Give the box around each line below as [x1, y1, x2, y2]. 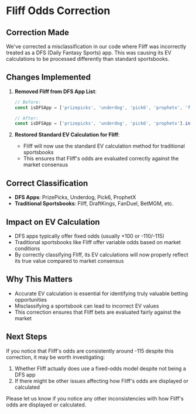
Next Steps [6, 332, 47, 342]
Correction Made [6, 28, 69, 37]
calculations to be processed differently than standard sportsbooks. [6, 56, 170, 62]
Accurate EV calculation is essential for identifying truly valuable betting [14, 290, 188, 297]
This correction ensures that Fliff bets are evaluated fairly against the [14, 309, 181, 316]
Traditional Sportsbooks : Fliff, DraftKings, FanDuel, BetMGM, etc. [14, 200, 174, 207]
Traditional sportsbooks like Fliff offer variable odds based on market [14, 238, 181, 245]
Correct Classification [6, 178, 88, 188]
